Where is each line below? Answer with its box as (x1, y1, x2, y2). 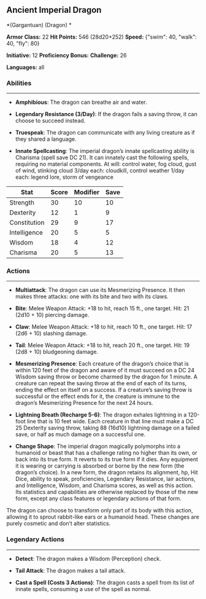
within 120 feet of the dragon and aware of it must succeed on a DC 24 (15, 367, 195, 374)
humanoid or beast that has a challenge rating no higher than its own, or (15, 449, 197, 456)
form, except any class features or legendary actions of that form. (15, 495, 182, 503)
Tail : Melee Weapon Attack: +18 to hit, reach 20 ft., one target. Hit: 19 (15, 342, 190, 349)
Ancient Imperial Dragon (6, 5, 102, 15)
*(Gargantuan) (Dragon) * (6, 21, 72, 28)
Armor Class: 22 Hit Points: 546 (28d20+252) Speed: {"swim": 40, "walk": (6, 33, 197, 41)
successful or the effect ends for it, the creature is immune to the (15, 393, 180, 400)
